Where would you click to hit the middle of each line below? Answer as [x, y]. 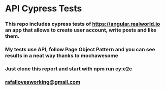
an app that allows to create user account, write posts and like [81, 30]
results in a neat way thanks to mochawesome [62, 56]
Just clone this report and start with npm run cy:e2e [69, 68]
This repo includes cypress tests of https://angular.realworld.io [82, 24]
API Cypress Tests [44, 9]
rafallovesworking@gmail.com [43, 82]
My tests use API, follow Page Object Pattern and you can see [80, 50]
